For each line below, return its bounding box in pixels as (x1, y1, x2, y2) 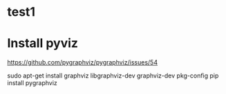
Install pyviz (7, 36, 78, 51)
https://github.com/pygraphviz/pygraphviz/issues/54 (7, 58, 158, 67)
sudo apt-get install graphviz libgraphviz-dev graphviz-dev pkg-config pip (7, 71, 219, 80)
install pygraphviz (7, 79, 57, 87)
